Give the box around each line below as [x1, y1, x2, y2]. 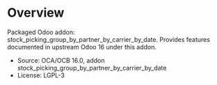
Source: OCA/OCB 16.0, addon [17, 56, 105, 64]
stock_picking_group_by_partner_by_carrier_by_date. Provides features [7, 35, 211, 43]
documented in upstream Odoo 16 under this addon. [7, 42, 156, 51]
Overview [7, 5, 65, 21]
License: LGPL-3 [17, 71, 65, 79]
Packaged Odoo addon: [7, 28, 75, 36]
